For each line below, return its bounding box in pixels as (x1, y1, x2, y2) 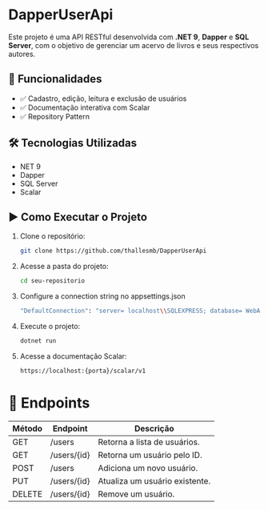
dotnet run (19, 337, 57, 345)
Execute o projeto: (19, 322, 81, 331)
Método (12, 423, 42, 434)
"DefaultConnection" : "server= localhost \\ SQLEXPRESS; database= (19, 307, 242, 315)
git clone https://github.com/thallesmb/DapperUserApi (19, 247, 207, 255)
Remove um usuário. (98, 488, 175, 500)
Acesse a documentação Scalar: (19, 351, 127, 361)
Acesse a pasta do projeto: (19, 262, 110, 271)
